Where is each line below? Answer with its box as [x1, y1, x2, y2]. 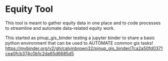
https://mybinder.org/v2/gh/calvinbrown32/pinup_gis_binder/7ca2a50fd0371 [5, 45, 163, 51]
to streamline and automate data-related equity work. [5, 25, 115, 31]
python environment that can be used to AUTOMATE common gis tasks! [5, 40, 153, 46]
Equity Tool [5, 3, 53, 15]
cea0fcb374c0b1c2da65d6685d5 [5, 51, 74, 57]
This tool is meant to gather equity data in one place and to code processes [5, 20, 161, 26]
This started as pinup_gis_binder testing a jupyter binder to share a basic [5, 35, 155, 41]
